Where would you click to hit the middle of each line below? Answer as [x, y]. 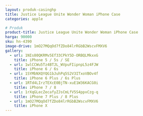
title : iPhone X [31, 106]
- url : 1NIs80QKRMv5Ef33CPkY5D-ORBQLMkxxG [54, 55]
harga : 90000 [19, 37]
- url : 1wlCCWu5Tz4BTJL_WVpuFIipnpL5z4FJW [54, 65]
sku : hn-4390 [19, 42]
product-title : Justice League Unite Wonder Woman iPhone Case [72, 33]
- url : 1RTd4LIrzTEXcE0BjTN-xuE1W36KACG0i [54, 83]
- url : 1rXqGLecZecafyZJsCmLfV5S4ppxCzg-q [54, 92]
